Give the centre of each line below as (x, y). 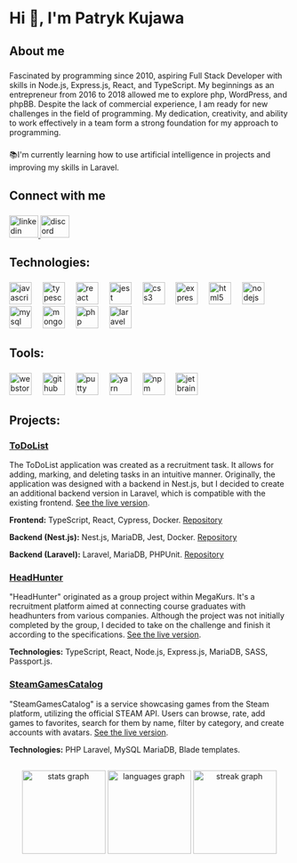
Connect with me (58, 195)
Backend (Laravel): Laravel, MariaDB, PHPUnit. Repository (116, 554)
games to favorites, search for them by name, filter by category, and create (147, 722)
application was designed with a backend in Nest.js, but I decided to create (147, 484)
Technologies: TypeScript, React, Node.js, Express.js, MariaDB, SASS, (139, 652)
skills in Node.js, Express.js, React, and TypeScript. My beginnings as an (142, 85)
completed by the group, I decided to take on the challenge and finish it (140, 625)
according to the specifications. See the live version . (105, 634)
